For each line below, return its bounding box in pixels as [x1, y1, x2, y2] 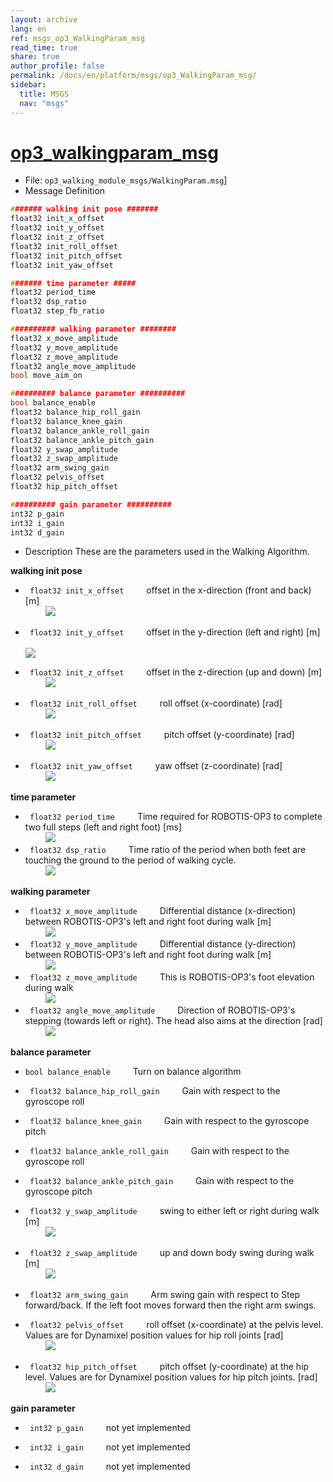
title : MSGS [19, 89, 70, 99]
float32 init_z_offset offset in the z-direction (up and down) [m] [29, 666, 323, 678]
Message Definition [24, 185, 106, 197]
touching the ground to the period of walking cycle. [24, 854, 237, 866]
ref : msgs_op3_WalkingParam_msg [10, 33, 145, 43]
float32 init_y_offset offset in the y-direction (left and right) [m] [29, 626, 321, 638]
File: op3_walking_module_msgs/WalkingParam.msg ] [24, 174, 228, 186]
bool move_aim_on [10, 371, 83, 381]
